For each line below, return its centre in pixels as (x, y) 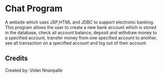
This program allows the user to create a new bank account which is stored (81, 27)
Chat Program (34, 9)
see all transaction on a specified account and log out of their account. (76, 43)
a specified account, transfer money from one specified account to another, (81, 38)
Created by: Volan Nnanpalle (34, 70)
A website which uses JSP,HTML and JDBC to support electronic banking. (80, 22)
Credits (17, 59)
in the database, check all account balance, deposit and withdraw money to (81, 32)
